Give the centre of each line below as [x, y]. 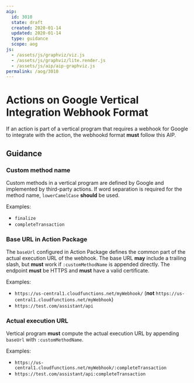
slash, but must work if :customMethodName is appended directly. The [88, 264]
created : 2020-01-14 [36, 28]
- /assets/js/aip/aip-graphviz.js [53, 66]
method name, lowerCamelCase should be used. [63, 195]
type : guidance [30, 39]
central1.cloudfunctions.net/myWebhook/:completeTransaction [91, 368]
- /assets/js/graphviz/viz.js [48, 55]
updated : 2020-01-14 [36, 33]
